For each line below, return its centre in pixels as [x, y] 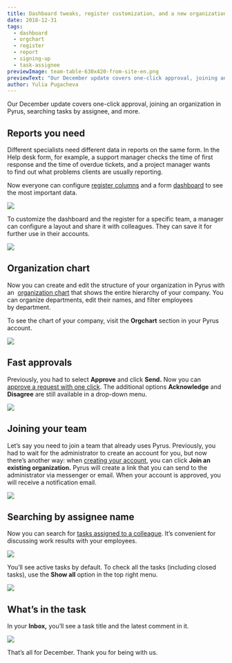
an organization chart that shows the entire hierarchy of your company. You [115, 292]
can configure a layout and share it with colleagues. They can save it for [109, 226]
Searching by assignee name [71, 517]
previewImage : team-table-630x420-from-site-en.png [83, 71]
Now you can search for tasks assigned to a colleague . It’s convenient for [112, 534]
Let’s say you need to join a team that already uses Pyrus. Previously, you [112, 445]
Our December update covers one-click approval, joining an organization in [114, 104]
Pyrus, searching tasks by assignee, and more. [74, 111]
